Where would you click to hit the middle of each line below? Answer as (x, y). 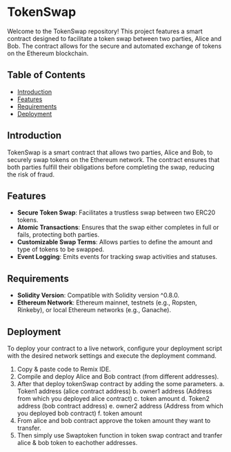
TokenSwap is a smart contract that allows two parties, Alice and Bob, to (110, 152)
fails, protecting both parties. (58, 235)
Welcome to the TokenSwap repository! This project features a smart (105, 31)
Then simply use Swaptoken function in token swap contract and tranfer (120, 435)
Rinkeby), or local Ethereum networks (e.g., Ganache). (94, 310)
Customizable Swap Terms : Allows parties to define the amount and (115, 242)
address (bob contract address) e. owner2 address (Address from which (120, 406)
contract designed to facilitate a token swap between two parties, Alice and (114, 38)
